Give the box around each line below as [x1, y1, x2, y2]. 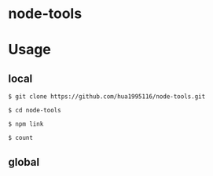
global [8, 155, 40, 169]
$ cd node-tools [8, 107, 61, 115]
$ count [8, 134, 34, 142]
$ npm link [8, 120, 44, 128]
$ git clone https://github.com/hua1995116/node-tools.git [8, 93, 206, 101]
